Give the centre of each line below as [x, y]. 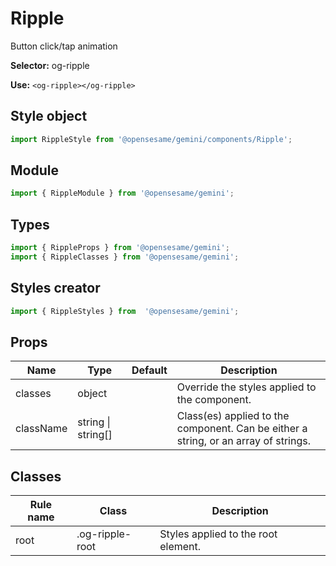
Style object [49, 116]
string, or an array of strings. [243, 441]
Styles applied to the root [218, 534]
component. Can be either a [242, 429]
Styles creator [55, 288]
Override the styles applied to [246, 387]
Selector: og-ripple [50, 65]
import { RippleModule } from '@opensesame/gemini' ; [122, 193]
